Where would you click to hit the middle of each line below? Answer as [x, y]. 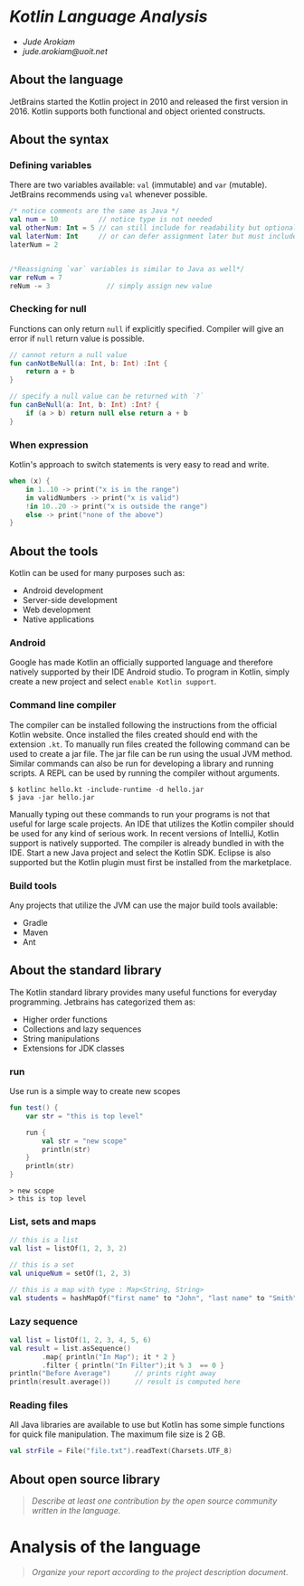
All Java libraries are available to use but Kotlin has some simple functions [147, 1425]
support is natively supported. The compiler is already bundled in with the [147, 843]
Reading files [39, 1405]
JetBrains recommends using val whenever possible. [109, 194]
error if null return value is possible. [77, 338]
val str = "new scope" [85, 1141]
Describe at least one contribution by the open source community [154, 1501]
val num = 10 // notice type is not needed [111, 220]
